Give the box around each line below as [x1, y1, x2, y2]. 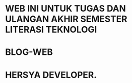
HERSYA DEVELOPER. [5, 69, 97, 81]
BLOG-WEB [5, 46, 53, 58]
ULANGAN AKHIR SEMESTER [5, 13, 128, 25]
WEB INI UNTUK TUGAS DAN [5, 3, 126, 14]
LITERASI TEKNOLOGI [5, 24, 97, 35]
